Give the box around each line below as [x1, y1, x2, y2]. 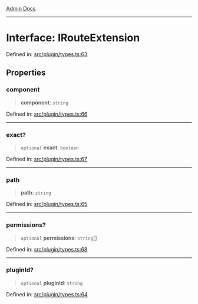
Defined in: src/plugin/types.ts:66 [6, 110, 88, 117]
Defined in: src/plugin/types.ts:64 [6, 290, 88, 298]
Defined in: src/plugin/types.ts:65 [6, 201, 88, 208]
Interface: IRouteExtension [6, 31, 140, 45]
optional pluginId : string [20, 279, 83, 286]
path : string [20, 189, 51, 197]
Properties [6, 68, 46, 78]
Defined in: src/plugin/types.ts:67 [6, 155, 87, 162]
